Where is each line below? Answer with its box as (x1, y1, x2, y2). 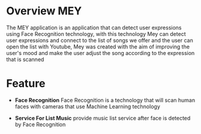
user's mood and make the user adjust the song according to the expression (6, 49, 195, 56)
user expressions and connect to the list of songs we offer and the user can (6, 36, 194, 44)
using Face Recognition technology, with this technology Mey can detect (6, 30, 186, 37)
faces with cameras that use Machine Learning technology (14, 103, 160, 110)
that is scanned (6, 56, 44, 63)
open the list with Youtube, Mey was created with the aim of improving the (6, 43, 190, 50)
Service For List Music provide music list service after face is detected (14, 114, 191, 121)
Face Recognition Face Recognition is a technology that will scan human (14, 96, 196, 103)
